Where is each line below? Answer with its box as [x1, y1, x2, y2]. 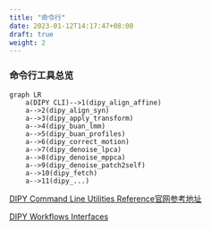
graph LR [9, 90, 42, 99]
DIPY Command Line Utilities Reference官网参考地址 [9, 193, 202, 204]
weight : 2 [9, 38, 46, 47]
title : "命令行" [9, 13, 66, 22]
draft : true [9, 30, 54, 38]
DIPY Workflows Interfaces [9, 211, 109, 222]
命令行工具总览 [9, 69, 74, 81]
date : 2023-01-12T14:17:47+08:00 [9, 21, 134, 30]
